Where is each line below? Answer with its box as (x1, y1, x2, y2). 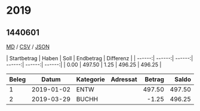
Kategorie (76, 75, 106, 84)
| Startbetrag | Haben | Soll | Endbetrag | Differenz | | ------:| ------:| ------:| (6, 55, 193, 61)
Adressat (110, 75, 137, 84)
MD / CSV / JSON (6, 43, 50, 50)
